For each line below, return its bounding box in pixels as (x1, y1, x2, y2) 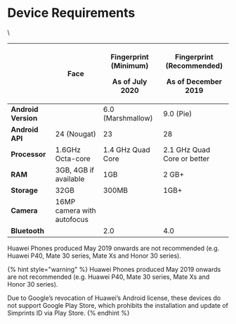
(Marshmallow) (103, 113, 153, 123)
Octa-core (55, 154, 91, 163)
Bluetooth (11, 225, 44, 235)
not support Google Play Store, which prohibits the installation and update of (7, 301, 229, 309)
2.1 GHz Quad (162, 144, 211, 154)
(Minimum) (110, 61, 149, 70)
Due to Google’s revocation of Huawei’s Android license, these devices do (7, 294, 221, 302)
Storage (11, 185, 39, 195)
